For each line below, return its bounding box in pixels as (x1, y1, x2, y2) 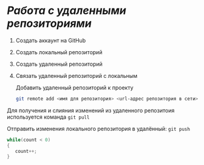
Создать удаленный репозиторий (15, 60, 103, 68)
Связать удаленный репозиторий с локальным (15, 72, 138, 79)
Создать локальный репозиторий (15, 48, 103, 55)
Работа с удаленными (7, 4, 126, 18)
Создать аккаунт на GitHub (15, 37, 86, 44)
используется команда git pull (7, 113, 90, 121)
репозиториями (7, 16, 92, 30)
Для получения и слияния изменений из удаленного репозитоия (7, 107, 175, 114)
